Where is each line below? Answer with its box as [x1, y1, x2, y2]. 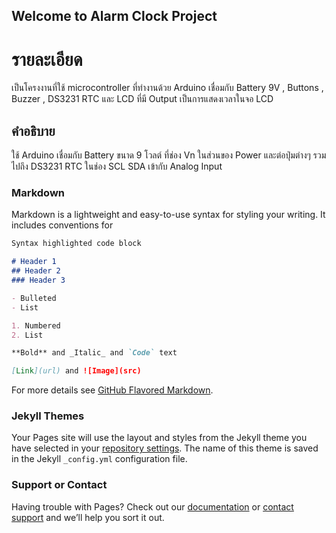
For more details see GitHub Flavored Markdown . [11, 384, 214, 396]
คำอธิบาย [11, 122, 56, 139]
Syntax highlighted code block [11, 239, 142, 249]
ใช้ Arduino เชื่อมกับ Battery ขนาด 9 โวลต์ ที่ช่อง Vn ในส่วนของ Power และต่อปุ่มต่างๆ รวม [11, 149, 327, 161]
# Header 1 [11, 257, 57, 267]
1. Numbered [11, 320, 61, 331]
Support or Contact [11, 478, 108, 492]
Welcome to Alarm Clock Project [11, 8, 218, 25]
